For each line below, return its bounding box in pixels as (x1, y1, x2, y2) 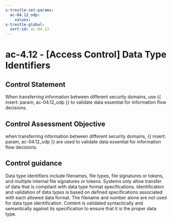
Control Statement (5, 80, 66, 89)
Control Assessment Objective (5, 119, 106, 128)
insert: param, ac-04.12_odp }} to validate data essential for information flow (5, 99, 166, 105)
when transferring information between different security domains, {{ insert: (5, 133, 166, 139)
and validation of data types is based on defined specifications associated (5, 189, 163, 195)
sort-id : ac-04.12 (10, 27, 50, 32)
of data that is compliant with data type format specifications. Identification (5, 183, 164, 190)
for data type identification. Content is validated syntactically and (5, 200, 143, 206)
